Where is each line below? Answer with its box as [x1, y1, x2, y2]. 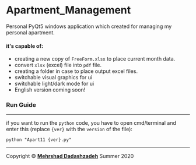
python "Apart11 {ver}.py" [6, 137, 72, 143]
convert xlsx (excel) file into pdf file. [14, 62, 102, 69]
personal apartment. [6, 29, 55, 36]
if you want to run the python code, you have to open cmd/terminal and [6, 120, 177, 127]
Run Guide [6, 101, 36, 109]
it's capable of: [6, 42, 44, 50]
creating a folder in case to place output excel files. [14, 68, 138, 75]
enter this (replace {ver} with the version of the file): [6, 126, 133, 133]
